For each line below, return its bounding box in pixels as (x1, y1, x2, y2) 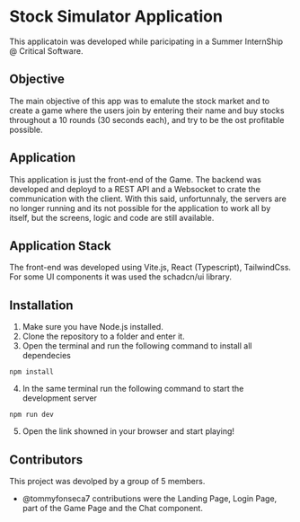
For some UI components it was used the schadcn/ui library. (9, 271, 232, 282)
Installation (9, 297, 74, 313)
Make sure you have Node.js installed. (22, 322, 163, 332)
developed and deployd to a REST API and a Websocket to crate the (9, 183, 260, 194)
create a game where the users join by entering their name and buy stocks (9, 105, 285, 116)
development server (22, 393, 97, 403)
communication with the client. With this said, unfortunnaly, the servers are (9, 193, 287, 204)
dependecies (22, 350, 72, 361)
